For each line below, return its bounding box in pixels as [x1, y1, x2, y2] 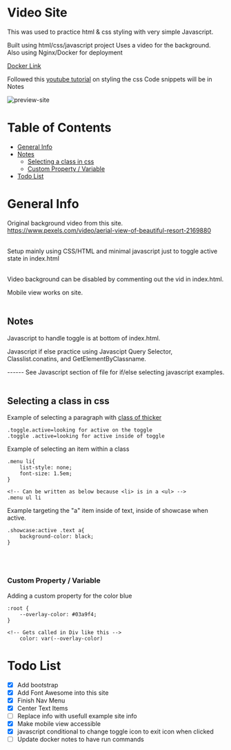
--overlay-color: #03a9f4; [19, 611, 97, 618]
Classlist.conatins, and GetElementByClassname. [7, 354, 147, 363]
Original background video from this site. [7, 219, 123, 227]
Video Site [7, 5, 68, 21]
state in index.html [7, 254, 60, 263]
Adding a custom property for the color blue [7, 591, 132, 600]
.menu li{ [7, 458, 36, 465]
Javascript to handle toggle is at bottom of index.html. [7, 334, 161, 342]
